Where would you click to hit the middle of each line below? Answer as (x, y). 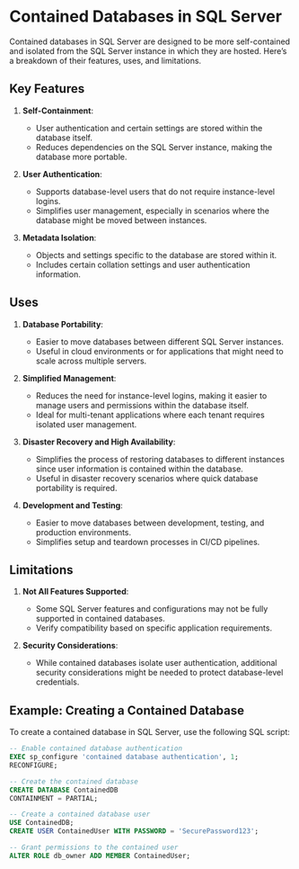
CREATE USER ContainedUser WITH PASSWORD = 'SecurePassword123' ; (134, 831)
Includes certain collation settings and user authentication (143, 264)
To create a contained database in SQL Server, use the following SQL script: (149, 732)
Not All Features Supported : (75, 592)
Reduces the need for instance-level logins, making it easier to (151, 395)
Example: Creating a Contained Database (127, 710)
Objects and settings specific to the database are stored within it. (156, 255)
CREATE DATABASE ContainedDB (64, 790)
